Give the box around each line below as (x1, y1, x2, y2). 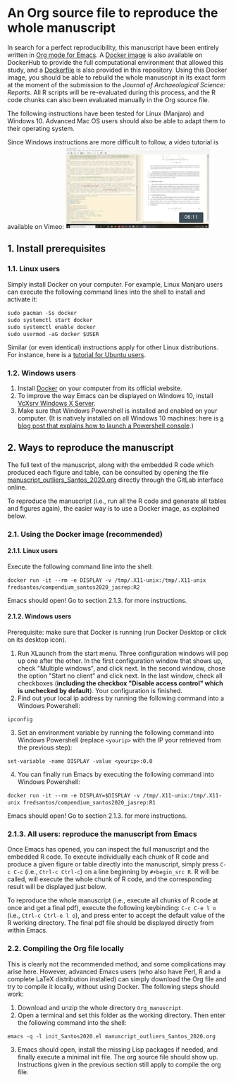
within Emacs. (7, 926, 48, 935)
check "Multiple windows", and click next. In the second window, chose (17, 664, 225, 673)
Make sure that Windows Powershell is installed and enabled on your (17, 406, 218, 415)
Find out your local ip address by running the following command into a (17, 694, 224, 702)
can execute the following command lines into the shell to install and (7, 287, 206, 296)
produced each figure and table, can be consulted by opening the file (7, 468, 209, 476)
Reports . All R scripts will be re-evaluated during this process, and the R (7, 88, 216, 97)
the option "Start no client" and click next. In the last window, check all (17, 671, 223, 680)
